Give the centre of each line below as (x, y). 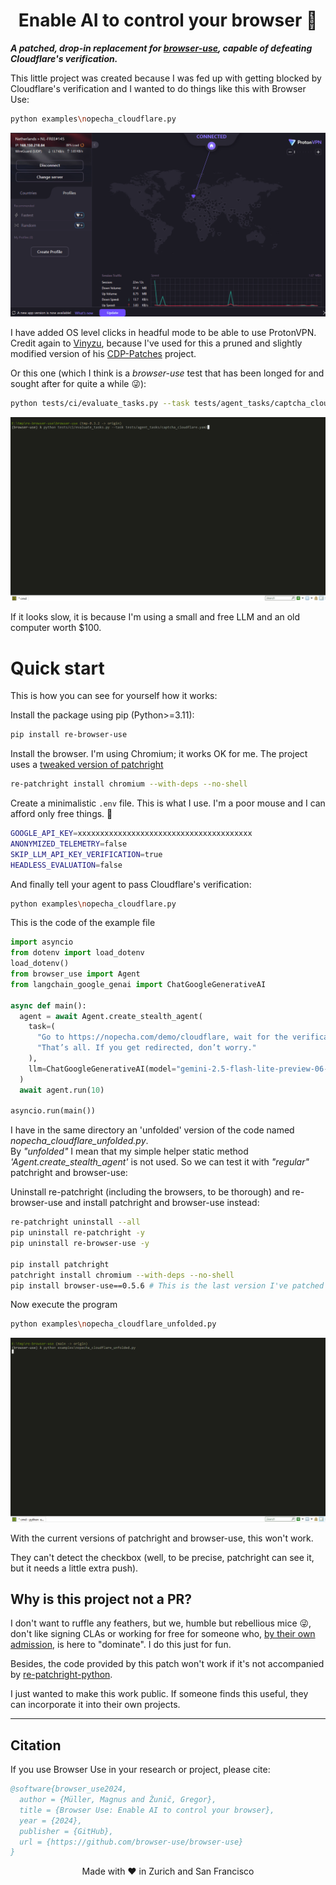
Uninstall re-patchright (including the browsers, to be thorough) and (150, 1192)
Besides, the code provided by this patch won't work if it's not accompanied (167, 1664)
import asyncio (42, 942)
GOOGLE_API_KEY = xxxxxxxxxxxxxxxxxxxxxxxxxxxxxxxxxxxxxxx (131, 834)
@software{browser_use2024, (69, 1789)
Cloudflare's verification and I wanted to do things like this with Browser (158, 88)
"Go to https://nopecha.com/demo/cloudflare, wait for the (162, 1037)
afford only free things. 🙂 (61, 814)
